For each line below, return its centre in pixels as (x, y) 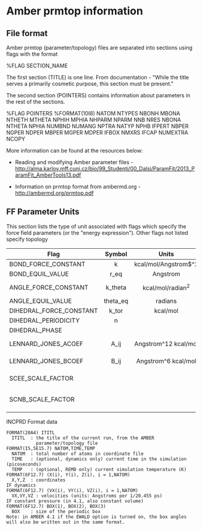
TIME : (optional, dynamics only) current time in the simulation (99, 459)
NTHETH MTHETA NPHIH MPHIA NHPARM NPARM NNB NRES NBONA (94, 120)
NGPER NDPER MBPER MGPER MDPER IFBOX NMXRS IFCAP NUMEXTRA (97, 132)
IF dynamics (21, 485)
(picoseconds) (24, 464)
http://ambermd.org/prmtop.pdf (54, 193)
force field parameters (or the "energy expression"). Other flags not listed (97, 233)
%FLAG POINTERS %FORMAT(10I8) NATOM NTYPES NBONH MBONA (93, 113)
